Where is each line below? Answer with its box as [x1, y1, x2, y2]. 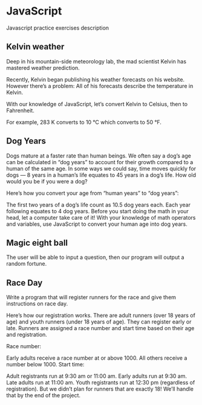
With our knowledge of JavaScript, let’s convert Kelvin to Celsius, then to [6, 100, 188, 107]
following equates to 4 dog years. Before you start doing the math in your [6, 207, 189, 215]
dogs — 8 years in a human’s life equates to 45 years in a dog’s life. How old [6, 171, 197, 179]
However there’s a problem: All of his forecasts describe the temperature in [6, 82, 194, 89]
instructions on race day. [6, 300, 68, 307]
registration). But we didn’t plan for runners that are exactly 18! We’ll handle [6, 385, 194, 393]
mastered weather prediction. [6, 64, 80, 71]
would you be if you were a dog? [6, 177, 88, 185]
